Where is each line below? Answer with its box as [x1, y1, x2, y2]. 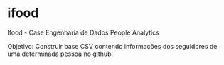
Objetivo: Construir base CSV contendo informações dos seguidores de [7, 42, 218, 50]
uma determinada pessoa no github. [7, 49, 114, 58]
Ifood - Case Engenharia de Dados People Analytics [7, 28, 160, 37]
